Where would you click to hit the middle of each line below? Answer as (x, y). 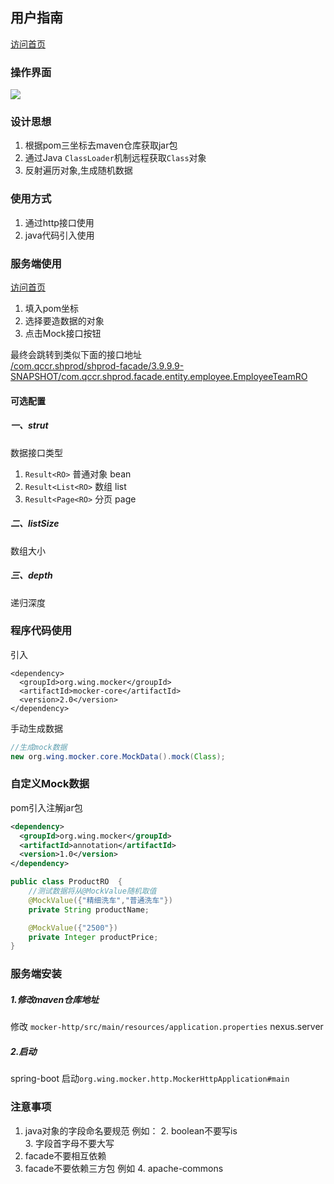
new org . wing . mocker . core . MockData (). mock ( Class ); (118, 756)
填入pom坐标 (52, 308)
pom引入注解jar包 (46, 807)
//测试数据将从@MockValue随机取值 (92, 891)
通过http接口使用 (59, 222)
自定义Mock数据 (50, 784)
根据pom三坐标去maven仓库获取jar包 (101, 145)
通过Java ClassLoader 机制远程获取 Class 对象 (115, 158)
